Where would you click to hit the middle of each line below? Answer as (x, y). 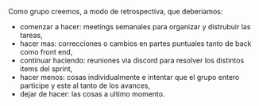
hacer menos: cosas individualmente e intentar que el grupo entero (129, 77)
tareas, (31, 35)
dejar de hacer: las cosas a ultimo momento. (92, 94)
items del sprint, (46, 69)
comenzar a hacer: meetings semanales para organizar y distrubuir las (135, 26)
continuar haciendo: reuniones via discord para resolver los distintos (132, 60)
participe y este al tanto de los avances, (85, 85)
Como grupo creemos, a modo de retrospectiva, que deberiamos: (116, 11)
